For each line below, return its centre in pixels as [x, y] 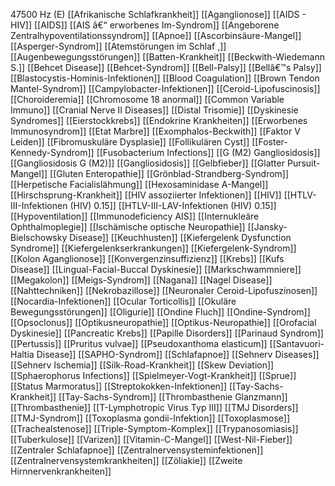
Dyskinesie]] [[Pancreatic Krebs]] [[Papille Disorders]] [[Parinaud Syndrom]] [167, 333]
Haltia [22, 354]
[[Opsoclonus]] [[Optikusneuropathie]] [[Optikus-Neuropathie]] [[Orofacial [163, 322]
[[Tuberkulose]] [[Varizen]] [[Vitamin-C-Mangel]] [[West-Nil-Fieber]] [151, 439]
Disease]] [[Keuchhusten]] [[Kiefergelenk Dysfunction [180, 237]
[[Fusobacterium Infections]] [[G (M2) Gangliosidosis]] [208, 152]
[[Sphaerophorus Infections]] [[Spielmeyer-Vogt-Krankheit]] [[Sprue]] [153, 375]
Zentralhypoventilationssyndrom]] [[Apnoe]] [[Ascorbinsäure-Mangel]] [156, 35]
